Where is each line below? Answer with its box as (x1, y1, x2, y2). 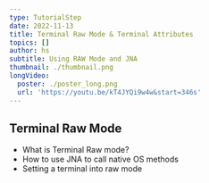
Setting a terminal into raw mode (21, 163, 143, 174)
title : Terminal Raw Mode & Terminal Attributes (9, 29, 194, 38)
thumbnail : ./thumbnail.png (9, 63, 114, 72)
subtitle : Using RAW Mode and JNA (9, 54, 138, 63)
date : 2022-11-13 (9, 21, 74, 30)
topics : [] (9, 37, 50, 47)
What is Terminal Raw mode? (21, 145, 130, 155)
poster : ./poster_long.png (17, 79, 118, 88)
